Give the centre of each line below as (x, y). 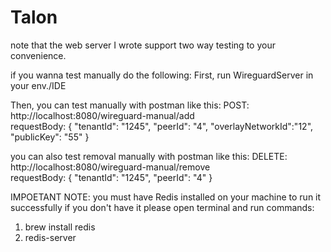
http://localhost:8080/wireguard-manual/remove (110, 167)
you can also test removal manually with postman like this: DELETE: (149, 156)
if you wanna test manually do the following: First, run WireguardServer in (162, 75)
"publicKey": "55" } (50, 137)
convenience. (38, 55)
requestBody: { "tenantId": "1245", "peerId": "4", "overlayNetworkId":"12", (162, 126)
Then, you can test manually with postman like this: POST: (130, 105)
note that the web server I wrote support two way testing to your (143, 45)
